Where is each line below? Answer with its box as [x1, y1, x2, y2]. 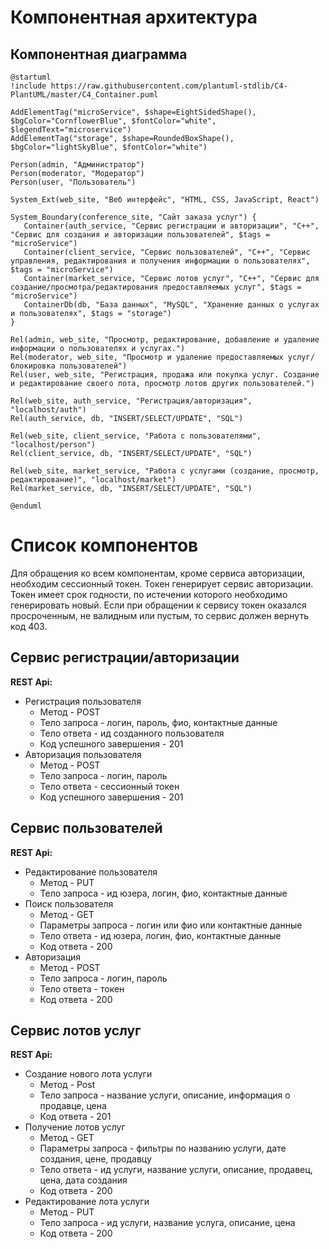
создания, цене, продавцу [39, 1153, 152, 1165]
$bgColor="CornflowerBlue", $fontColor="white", [10, 116, 217, 126]
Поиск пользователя [24, 897, 114, 910]
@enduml [10, 501, 43, 511]
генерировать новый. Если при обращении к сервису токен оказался [10, 599, 307, 611]
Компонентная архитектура [10, 6, 258, 29]
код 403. [10, 620, 48, 632]
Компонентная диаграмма [10, 46, 188, 63]
